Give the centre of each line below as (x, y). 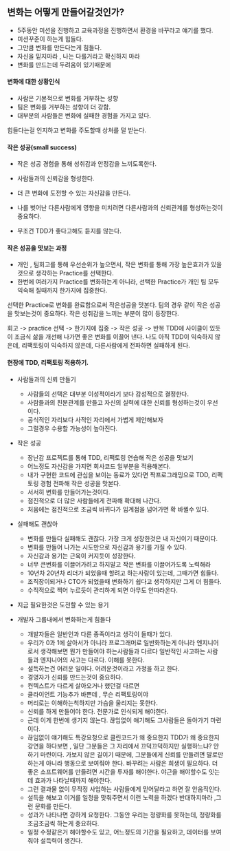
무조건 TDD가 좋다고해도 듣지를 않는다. (69, 231)
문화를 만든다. (53, 806)
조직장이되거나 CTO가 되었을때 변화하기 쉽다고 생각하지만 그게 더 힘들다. (124, 581)
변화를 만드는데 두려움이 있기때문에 (64, 65)
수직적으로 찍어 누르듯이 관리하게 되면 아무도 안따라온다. (103, 590)
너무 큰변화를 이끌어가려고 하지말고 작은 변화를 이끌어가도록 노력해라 (119, 564)
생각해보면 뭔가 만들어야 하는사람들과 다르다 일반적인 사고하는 (123, 651)
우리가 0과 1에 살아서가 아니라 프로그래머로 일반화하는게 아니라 (111, 642)
